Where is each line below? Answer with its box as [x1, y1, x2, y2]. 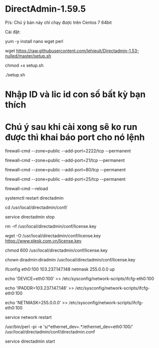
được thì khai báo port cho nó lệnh [5, 132, 145, 143]
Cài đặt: [5, 29, 21, 35]
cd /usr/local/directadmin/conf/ [5, 204, 67, 210]
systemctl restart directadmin [5, 195, 64, 201]
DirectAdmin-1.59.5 [5, 3, 86, 15]
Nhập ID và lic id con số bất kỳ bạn [5, 89, 146, 100]
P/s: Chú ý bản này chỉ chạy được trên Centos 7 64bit [5, 19, 112, 25]
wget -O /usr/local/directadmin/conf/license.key [5, 233, 101, 239]
